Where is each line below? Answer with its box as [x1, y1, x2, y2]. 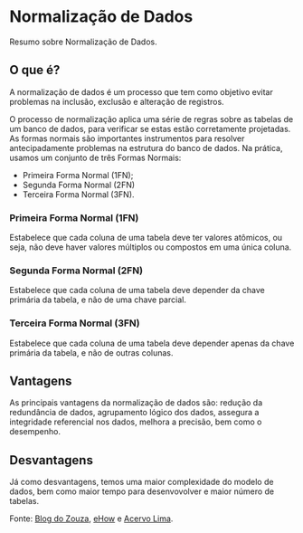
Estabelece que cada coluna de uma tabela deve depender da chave [9, 285, 265, 296]
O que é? [9, 62, 61, 78]
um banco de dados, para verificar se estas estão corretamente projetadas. [9, 123, 291, 134]
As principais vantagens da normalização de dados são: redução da [9, 397, 263, 408]
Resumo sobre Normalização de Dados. [9, 36, 158, 47]
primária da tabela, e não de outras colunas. [9, 347, 174, 358]
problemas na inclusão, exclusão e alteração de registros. [9, 96, 224, 107]
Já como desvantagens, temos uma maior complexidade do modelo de [9, 477, 274, 488]
